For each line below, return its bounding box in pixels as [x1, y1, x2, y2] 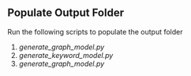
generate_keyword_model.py [18, 50, 114, 60]
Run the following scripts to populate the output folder [7, 27, 183, 36]
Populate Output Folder [7, 6, 124, 20]
